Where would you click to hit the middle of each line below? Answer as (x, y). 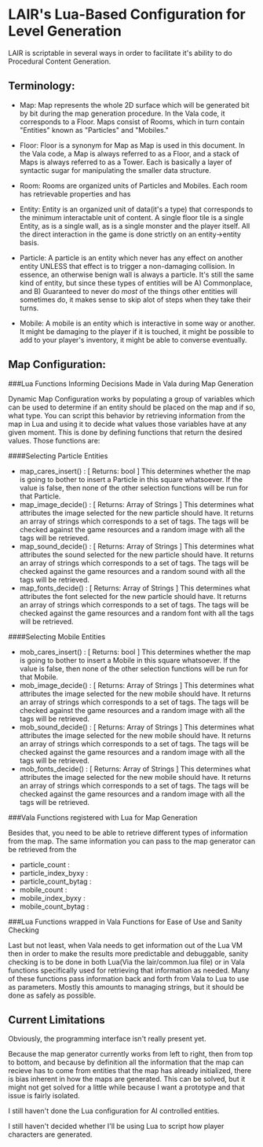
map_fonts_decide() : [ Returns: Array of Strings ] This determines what (135, 588)
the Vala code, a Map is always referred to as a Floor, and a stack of (129, 153)
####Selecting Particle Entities (58, 456)
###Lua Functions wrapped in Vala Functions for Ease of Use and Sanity (125, 921)
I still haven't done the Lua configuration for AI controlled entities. (114, 1111)
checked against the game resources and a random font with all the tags (137, 613)
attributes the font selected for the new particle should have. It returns (133, 596)
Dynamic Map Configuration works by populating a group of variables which (131, 399)
